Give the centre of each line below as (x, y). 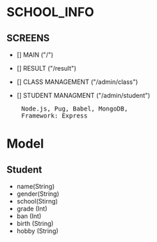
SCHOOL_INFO (51, 12)
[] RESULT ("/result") (46, 68)
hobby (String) (37, 231)
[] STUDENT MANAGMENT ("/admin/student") (83, 95)
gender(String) (38, 194)
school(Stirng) (37, 201)
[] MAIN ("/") (35, 55)
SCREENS (28, 38)
